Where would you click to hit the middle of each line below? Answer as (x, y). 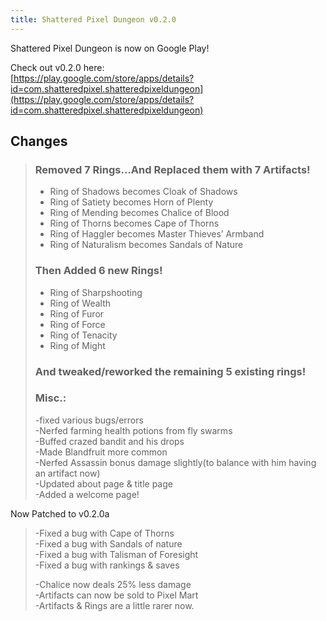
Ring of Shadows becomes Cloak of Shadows (143, 192)
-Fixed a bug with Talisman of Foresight (116, 554)
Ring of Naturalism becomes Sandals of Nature (146, 245)
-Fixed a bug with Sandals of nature (108, 543)
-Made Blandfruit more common (101, 452)
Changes (39, 141)
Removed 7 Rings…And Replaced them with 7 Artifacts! (172, 169)
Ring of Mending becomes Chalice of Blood (139, 213)
